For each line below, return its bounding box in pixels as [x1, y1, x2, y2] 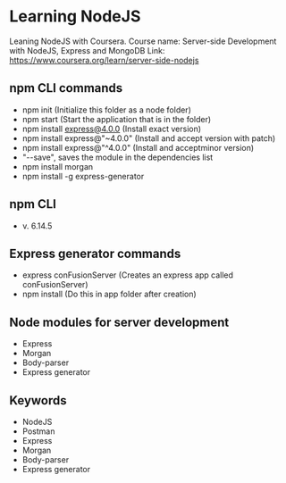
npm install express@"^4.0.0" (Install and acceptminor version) [21, 142, 255, 153]
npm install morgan [21, 161, 94, 171]
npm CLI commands [9, 80, 123, 96]
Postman [21, 426, 55, 437]
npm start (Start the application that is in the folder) [21, 113, 212, 124]
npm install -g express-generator [21, 171, 145, 181]
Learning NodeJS [9, 6, 141, 27]
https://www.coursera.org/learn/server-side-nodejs [9, 54, 199, 65]
